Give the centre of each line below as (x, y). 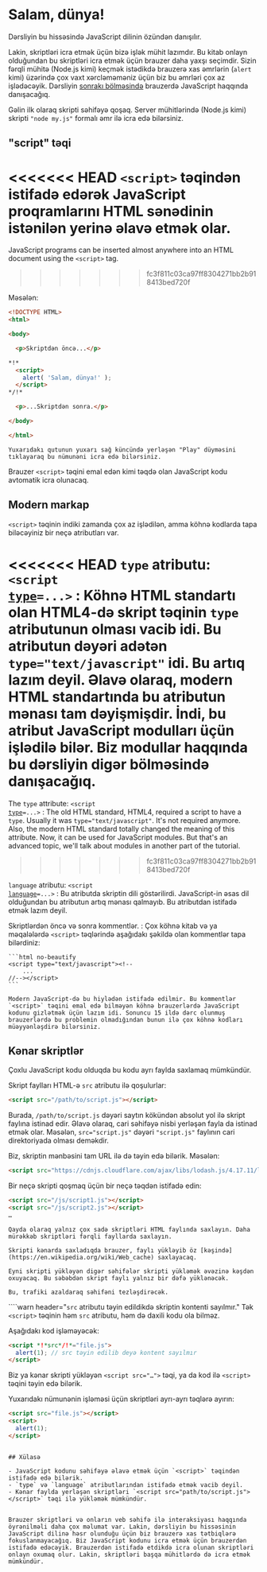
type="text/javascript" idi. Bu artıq (127, 663)
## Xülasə (25, 1457)
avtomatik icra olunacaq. (48, 479)
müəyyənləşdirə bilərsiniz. (55, 1027)
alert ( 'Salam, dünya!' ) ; (67, 378)
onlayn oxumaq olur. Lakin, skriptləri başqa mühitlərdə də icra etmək (129, 1555)
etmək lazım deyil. (38, 910)
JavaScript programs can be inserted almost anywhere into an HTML (121, 250)
